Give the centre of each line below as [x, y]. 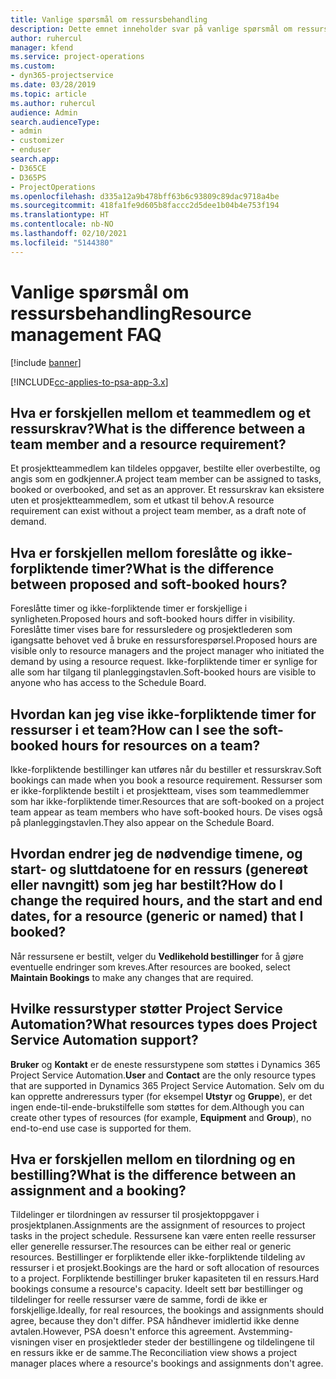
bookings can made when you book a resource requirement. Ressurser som [166, 780]
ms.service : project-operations [77, 57]
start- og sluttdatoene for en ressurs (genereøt [159, 869]
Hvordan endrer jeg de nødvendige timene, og [156, 854]
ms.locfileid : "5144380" [62, 242]
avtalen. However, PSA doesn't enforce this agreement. [123, 1332]
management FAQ [86, 334]
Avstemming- [266, 1332]
